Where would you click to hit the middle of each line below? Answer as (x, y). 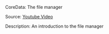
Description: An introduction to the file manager (55, 26)
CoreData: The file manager (34, 7)
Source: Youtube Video (29, 17)
